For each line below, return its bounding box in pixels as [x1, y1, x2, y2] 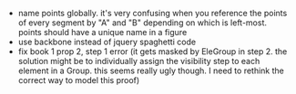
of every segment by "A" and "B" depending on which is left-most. [17, 17, 267, 28]
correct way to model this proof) [17, 75, 140, 85]
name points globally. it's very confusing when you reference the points [17, 8, 288, 18]
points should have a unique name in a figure [17, 27, 188, 37]
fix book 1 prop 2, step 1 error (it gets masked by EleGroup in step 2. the [17, 46, 288, 57]
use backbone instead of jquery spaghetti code [17, 36, 197, 47]
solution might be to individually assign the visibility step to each [17, 56, 260, 66]
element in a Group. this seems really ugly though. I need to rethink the [17, 65, 284, 76]
